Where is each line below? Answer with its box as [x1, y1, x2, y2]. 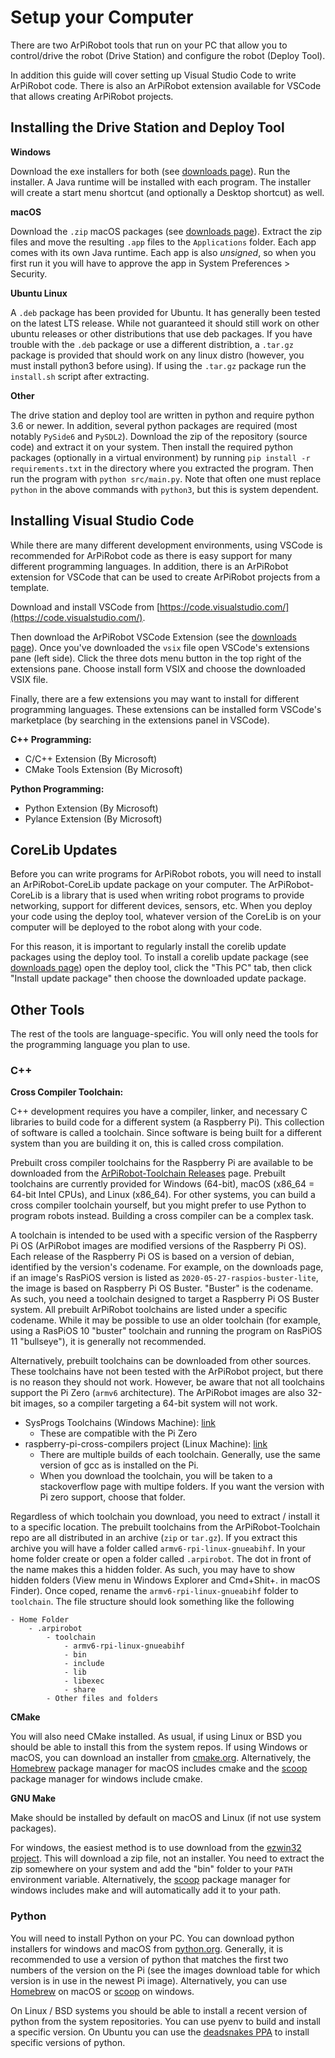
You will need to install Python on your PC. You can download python [10, 1932, 295, 1944]
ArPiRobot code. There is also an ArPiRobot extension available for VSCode [10, 79, 322, 91]
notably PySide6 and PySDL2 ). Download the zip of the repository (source [10, 430, 308, 442]
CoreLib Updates [10, 841, 118, 858]
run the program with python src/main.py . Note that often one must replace [10, 472, 322, 485]
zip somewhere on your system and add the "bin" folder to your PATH [10, 1863, 293, 1875]
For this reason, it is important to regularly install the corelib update [10, 941, 287, 953]
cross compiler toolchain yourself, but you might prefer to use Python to [10, 1199, 307, 1211]
